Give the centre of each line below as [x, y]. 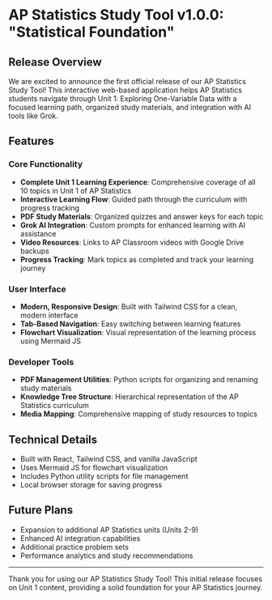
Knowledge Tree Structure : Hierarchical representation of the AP [129, 397]
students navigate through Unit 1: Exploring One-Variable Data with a [123, 98]
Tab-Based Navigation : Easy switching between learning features [130, 323]
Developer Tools [41, 362]
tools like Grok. [33, 116]
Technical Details [53, 439]
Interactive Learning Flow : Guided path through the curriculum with [134, 199]
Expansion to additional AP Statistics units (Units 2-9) [109, 530]
